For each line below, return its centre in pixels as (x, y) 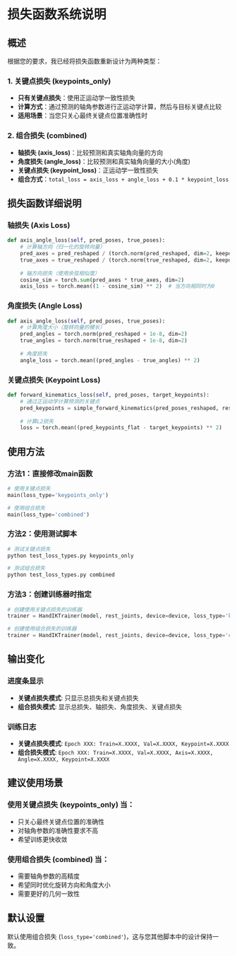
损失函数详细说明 (44, 203)
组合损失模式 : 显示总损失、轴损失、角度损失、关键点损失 (99, 706)
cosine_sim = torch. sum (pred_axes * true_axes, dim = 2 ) (102, 280)
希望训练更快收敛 (42, 839)
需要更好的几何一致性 (48, 894)
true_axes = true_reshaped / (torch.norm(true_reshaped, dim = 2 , (116, 260)
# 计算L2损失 (37, 421)
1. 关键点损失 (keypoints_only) (59, 81)
